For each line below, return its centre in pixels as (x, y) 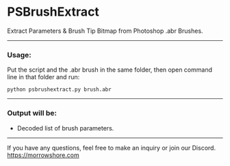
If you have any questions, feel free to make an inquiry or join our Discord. (112, 148)
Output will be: (32, 113)
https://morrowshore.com (43, 155)
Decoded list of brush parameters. (65, 128)
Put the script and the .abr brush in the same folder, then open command (110, 70)
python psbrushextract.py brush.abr (59, 89)
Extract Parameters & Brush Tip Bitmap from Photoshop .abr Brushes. (105, 31)
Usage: (20, 55)
